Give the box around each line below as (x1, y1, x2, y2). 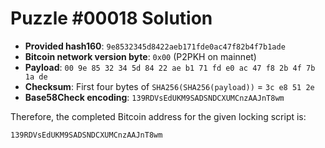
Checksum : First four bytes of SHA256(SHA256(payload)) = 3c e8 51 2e (24, 80, 315, 92)
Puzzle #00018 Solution (10, 7, 213, 30)
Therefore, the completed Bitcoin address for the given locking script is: (10, 110, 307, 122)
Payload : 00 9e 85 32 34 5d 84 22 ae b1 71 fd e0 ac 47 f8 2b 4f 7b (24, 61, 316, 73)
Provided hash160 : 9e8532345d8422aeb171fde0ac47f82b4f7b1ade (24, 40, 286, 52)
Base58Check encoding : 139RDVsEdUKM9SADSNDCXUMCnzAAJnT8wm (24, 91, 285, 103)
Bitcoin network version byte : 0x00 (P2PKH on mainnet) (24, 50, 257, 62)
